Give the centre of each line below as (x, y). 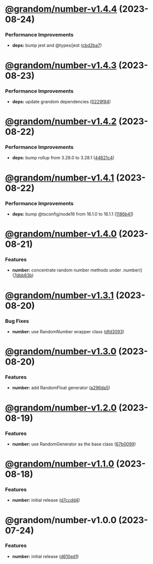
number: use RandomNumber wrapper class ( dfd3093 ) (68, 331)
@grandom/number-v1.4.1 (60, 178)
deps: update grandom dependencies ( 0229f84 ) (62, 101)
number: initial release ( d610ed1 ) (46, 556)
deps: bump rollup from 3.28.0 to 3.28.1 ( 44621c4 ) (63, 158)
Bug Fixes (17, 321)
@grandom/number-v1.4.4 (61, 9)
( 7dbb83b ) (23, 275)
